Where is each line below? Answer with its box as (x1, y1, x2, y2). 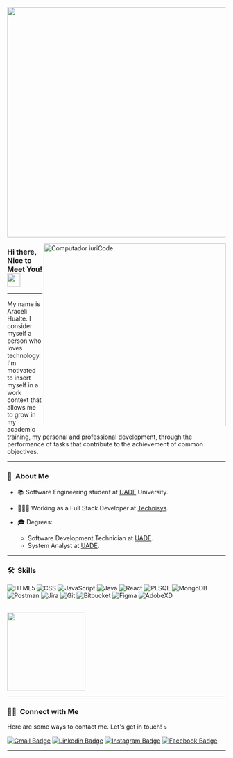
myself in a (7, 381, 39, 389)
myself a (7, 330, 32, 338)
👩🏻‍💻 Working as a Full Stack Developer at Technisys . (17, 503, 169, 512)
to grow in (7, 410, 36, 419)
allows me (7, 403, 36, 412)
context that (7, 396, 42, 404)
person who (7, 337, 42, 345)
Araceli (7, 307, 28, 316)
